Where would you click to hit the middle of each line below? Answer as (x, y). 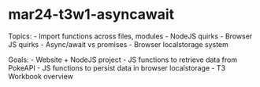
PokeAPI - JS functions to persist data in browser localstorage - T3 (117, 67)
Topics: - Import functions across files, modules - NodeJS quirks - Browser (130, 36)
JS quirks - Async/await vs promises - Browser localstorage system (118, 44)
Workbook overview (41, 76)
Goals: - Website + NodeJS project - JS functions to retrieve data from (123, 60)
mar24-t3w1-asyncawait (91, 14)
